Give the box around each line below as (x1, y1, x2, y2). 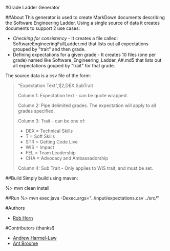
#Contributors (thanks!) (5, 225, 55, 231)
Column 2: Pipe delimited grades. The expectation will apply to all (17, 102, 156, 109)
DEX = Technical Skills (25, 128, 73, 134)
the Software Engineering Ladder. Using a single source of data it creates (5, 20, 160, 26)
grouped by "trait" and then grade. (12, 46, 86, 52)
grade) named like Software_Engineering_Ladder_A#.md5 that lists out (12, 57, 162, 63)
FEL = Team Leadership (25, 150, 76, 156)
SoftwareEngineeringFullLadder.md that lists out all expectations (12, 41, 148, 47)
